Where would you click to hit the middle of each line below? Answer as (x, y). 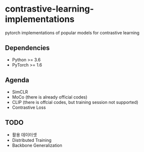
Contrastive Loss (29, 107)
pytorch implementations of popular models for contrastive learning (72, 33)
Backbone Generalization (37, 145)
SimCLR (20, 92)
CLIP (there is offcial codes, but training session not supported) (75, 102)
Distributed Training (32, 140)
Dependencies (27, 48)
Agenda (17, 80)
